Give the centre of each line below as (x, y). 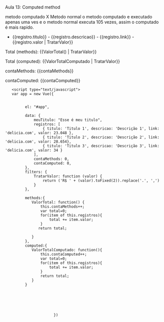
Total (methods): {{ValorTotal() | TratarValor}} (51, 52)
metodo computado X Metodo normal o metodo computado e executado (79, 17)
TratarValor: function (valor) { (68, 176)
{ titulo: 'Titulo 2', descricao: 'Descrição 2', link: (101, 137)
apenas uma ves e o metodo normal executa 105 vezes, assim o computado (82, 22)
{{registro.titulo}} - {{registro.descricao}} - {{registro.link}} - (73, 37)
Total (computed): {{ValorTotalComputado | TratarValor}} (63, 61)
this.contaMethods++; (62, 207)
